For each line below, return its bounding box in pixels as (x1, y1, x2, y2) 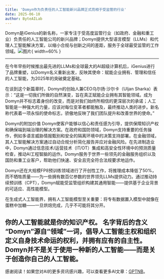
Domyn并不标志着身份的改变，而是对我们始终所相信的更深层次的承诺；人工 (5, 98, 156, 104)
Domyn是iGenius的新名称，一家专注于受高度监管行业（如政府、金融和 (5, 30, 146, 36)
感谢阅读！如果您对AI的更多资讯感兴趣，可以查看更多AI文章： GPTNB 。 (5, 269, 148, 275)
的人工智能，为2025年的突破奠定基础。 (5, 76, 84, 81)
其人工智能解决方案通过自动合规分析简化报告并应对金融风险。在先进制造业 (5, 139, 155, 145)
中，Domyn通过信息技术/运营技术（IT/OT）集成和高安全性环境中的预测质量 (5, 145, 156, 151)
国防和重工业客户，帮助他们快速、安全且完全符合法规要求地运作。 (5, 157, 138, 163)
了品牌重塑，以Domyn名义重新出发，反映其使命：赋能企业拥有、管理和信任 (5, 69, 156, 76)
